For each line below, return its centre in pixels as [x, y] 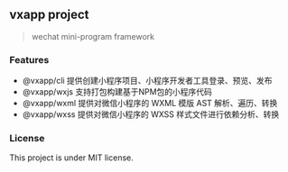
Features [29, 59]
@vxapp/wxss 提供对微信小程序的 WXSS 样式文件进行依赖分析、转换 [151, 114]
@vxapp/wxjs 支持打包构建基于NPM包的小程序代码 [117, 92]
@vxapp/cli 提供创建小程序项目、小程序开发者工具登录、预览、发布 [147, 81]
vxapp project [49, 15]
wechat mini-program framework [93, 36]
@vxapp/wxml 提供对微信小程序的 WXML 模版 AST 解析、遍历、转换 [150, 104]
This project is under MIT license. [71, 158]
